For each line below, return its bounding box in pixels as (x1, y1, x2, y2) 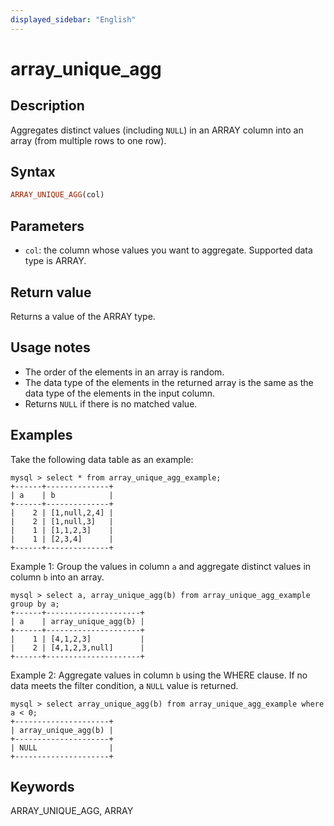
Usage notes (10, 339, 91, 356)
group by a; (10, 599, 60, 609)
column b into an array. (10, 571, 105, 583)
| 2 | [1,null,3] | (10, 516, 114, 526)
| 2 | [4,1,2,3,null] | (10, 642, 145, 653)
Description (10, 97, 85, 115)
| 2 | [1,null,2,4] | (10, 507, 114, 518)
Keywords (10, 778, 75, 795)
